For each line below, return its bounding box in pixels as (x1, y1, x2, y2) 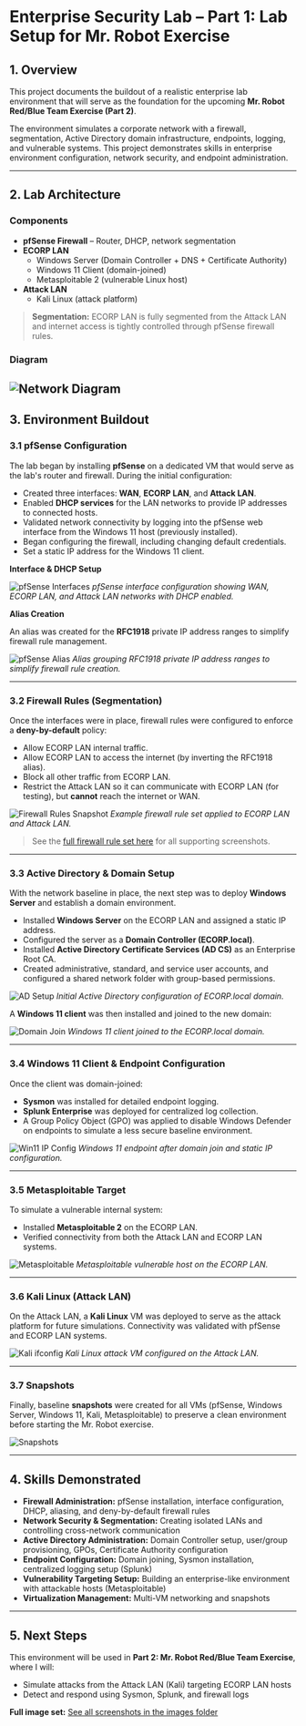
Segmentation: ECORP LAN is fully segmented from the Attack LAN (31, 311, 287, 322)
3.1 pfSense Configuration (9, 439, 127, 452)
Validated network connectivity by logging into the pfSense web (22, 517, 264, 528)
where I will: (9, 1661, 55, 1673)
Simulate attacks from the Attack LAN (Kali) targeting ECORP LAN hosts (22, 1680, 291, 1690)
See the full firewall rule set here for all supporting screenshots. (31, 836, 270, 847)
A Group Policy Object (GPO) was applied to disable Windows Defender (22, 1115, 291, 1126)
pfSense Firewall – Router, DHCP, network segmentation (22, 235, 237, 246)
